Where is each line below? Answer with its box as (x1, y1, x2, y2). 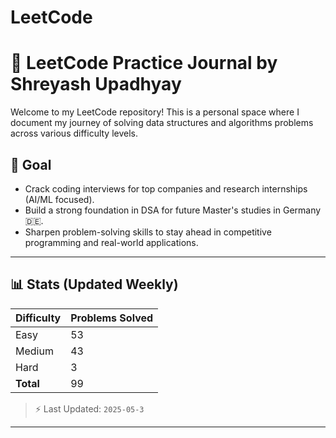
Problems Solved (70, 311, 154, 325)
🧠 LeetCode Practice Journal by (10, 52, 278, 75)
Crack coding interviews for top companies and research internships (24, 182, 308, 195)
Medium (15, 344, 54, 358)
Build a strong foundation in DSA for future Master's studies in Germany (24, 204, 322, 216)
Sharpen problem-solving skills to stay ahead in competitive (24, 226, 272, 238)
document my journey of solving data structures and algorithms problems (10, 117, 314, 129)
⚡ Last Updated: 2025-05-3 (34, 402, 145, 415)
